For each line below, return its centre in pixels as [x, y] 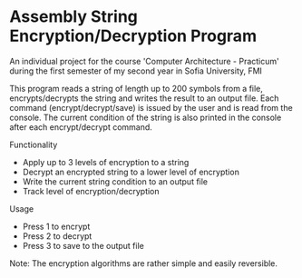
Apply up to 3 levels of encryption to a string [106, 162]
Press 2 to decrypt [57, 236]
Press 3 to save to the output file [83, 245]
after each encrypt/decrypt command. [81, 127]
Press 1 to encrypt [56, 226]
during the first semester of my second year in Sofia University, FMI [136, 71]
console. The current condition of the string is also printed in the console [146, 117]
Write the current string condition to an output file [115, 181]
